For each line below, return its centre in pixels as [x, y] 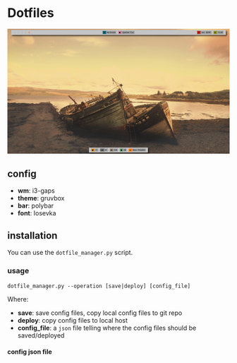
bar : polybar [36, 206]
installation [32, 236]
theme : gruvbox [41, 198]
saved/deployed [41, 335]
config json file [30, 352]
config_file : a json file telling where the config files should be [107, 328]
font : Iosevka [37, 213]
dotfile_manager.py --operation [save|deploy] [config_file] [99, 286]
